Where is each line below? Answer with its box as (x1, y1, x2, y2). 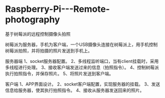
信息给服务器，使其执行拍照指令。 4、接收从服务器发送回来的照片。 (5, 87, 144, 93)
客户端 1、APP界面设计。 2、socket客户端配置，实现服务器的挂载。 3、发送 (5, 81, 161, 87)
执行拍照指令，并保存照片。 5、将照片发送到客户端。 (5, 70, 114, 76)
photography (5, 14, 60, 25)
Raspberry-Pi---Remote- (5, 3, 110, 15)
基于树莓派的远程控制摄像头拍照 (5, 31, 71, 37)
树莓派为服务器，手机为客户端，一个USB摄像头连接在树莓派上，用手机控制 (5, 41, 158, 48)
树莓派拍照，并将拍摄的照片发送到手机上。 (5, 48, 92, 53)
